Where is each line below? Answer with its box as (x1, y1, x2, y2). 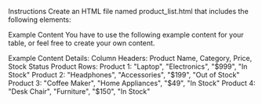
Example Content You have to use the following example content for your (8, 30, 245, 39)
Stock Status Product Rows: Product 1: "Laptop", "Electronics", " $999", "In (8, 62, 248, 71)
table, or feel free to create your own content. (8, 38, 155, 48)
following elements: (8, 15, 72, 24)
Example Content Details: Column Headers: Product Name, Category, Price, (8, 54, 253, 63)
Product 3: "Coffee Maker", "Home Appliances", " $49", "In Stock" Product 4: (8, 78, 256, 88)
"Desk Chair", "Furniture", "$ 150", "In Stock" (8, 87, 151, 96)
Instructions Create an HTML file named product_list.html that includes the (8, 7, 249, 16)
